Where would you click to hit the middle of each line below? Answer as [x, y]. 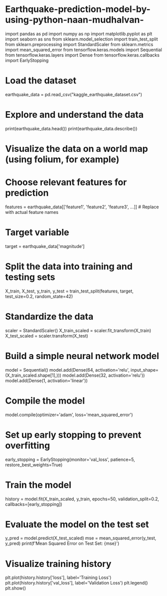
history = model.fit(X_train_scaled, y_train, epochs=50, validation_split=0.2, [82, 499]
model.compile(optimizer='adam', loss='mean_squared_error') [69, 415]
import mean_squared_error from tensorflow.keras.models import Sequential [83, 50]
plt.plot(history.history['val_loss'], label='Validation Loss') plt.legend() [77, 583]
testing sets [30, 277]
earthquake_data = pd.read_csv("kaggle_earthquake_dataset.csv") [74, 94]
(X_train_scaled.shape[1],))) [33, 375]
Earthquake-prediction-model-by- [78, 9]
